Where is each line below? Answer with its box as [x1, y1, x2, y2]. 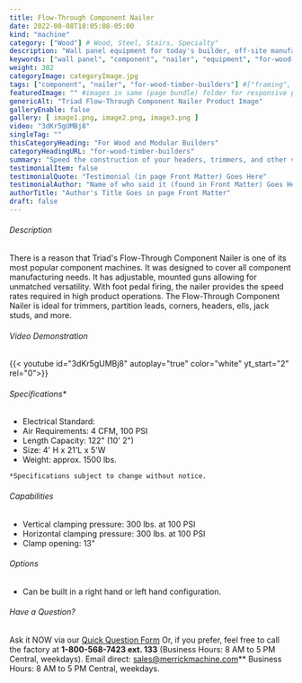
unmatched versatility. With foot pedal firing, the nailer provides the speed [9, 281, 285, 292]
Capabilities [9, 491, 54, 501]
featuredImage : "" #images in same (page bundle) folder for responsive [9, 88, 288, 97]
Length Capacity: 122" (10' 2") [22, 435, 135, 446]
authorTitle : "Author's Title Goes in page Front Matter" [9, 189, 231, 198]
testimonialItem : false [9, 164, 99, 173]
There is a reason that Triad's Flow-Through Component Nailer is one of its [9, 253, 287, 263]
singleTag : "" [9, 130, 63, 139]
